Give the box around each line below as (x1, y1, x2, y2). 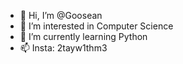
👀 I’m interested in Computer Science (19, 20, 174, 32)
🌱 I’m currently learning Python (19, 31, 148, 42)
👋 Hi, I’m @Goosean (19, 10, 103, 21)
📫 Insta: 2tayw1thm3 (19, 42, 108, 54)
